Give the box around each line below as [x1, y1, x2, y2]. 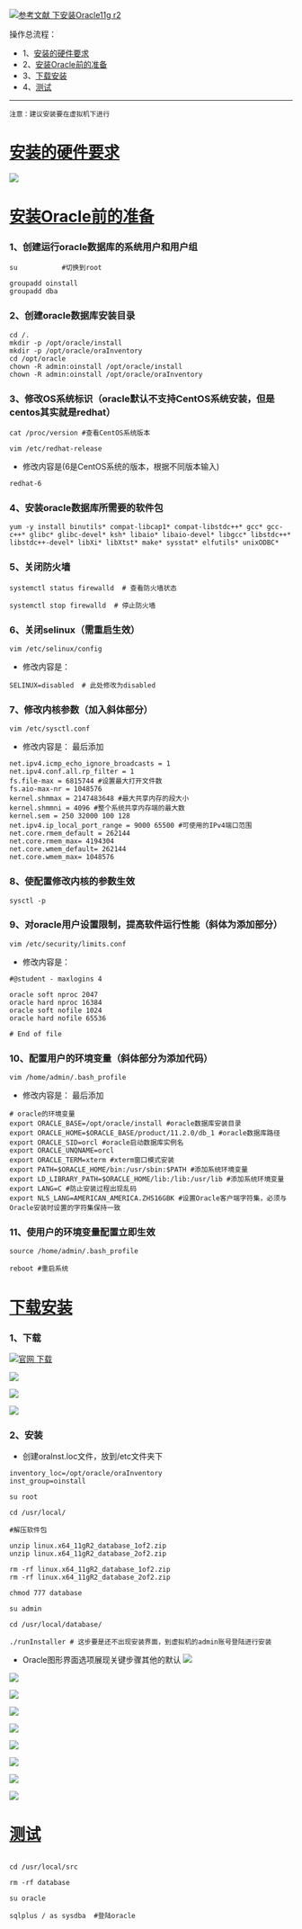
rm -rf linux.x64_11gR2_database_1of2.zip [9, 1566, 171, 1575]
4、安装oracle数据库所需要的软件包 [9, 501, 164, 514]
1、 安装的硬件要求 [22, 48, 90, 58]
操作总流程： [9, 29, 57, 40]
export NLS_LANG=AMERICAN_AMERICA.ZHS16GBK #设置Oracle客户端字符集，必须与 [9, 1194, 288, 1203]
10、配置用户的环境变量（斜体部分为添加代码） [9, 1052, 213, 1064]
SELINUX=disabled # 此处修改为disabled [9, 680, 155, 690]
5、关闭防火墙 [9, 561, 71, 573]
